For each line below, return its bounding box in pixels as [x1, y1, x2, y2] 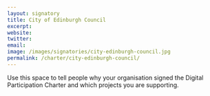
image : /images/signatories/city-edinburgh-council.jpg [7, 49, 171, 56]
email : [7, 42, 26, 49]
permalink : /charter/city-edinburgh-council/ [7, 55, 140, 62]
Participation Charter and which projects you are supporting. [7, 80, 179, 89]
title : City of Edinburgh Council [7, 16, 107, 23]
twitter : [7, 36, 32, 43]
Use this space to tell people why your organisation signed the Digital [7, 73, 204, 82]
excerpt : [7, 23, 32, 29]
